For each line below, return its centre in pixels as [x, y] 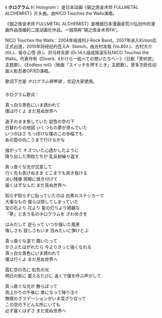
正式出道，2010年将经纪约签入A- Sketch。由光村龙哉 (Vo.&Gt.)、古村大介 [79, 46]
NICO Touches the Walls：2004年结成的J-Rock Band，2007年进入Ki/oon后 [81, 40]
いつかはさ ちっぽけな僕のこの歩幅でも [44, 133]
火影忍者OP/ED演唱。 [31, 71]
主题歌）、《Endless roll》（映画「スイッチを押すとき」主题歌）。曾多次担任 [79, 65]
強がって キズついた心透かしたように [42, 150]
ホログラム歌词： [22, 94]
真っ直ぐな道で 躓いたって [31, 241]
